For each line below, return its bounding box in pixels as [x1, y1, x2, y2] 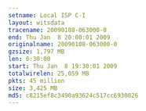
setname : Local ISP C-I [8, 11, 86, 20]
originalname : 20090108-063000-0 [8, 41, 118, 48]
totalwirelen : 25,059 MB [8, 70, 89, 77]
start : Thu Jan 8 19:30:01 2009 [8, 63, 118, 70]
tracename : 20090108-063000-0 [8, 26, 108, 34]
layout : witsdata [8, 19, 65, 27]
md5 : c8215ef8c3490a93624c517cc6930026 [8, 91, 139, 99]
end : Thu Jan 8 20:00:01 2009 [8, 33, 111, 41]
